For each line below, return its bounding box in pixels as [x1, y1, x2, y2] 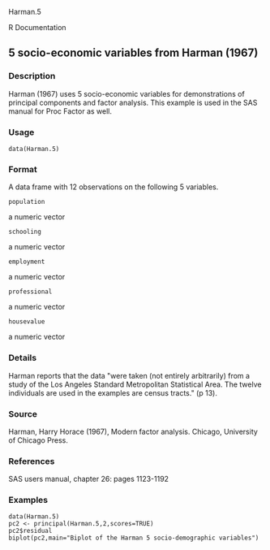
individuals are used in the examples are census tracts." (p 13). [8, 388, 217, 397]
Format [8, 163, 38, 175]
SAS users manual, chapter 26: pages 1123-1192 [8, 474, 169, 484]
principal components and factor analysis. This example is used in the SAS [8, 97, 258, 107]
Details [8, 353, 37, 364]
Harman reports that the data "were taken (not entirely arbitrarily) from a [8, 370, 250, 380]
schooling [8, 227, 42, 236]
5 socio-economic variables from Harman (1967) [8, 46, 259, 60]
